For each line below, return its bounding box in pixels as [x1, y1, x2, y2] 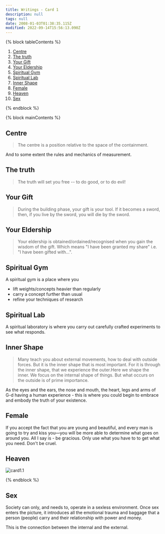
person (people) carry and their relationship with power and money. [5, 515, 142, 521]
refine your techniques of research [12, 296, 83, 303]
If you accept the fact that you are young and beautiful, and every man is [5, 424, 153, 431]
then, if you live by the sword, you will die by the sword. [17, 211, 131, 217]
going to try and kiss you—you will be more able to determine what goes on [5, 430, 159, 436]
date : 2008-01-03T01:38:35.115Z [5, 21, 72, 26]
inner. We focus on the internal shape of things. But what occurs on [17, 372, 154, 378]
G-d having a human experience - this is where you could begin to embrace [5, 392, 159, 398]
